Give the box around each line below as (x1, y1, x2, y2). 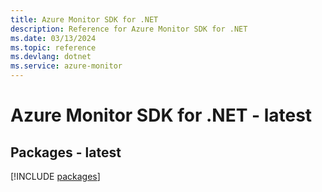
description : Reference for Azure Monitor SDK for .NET (10, 24, 248, 34)
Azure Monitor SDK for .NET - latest (10, 104, 313, 127)
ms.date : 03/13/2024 (10, 33, 97, 43)
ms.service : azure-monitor (10, 61, 123, 71)
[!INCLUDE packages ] (10, 171, 101, 182)
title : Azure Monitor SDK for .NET (10, 14, 159, 25)
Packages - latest (10, 144, 122, 161)
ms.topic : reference (10, 42, 97, 53)
